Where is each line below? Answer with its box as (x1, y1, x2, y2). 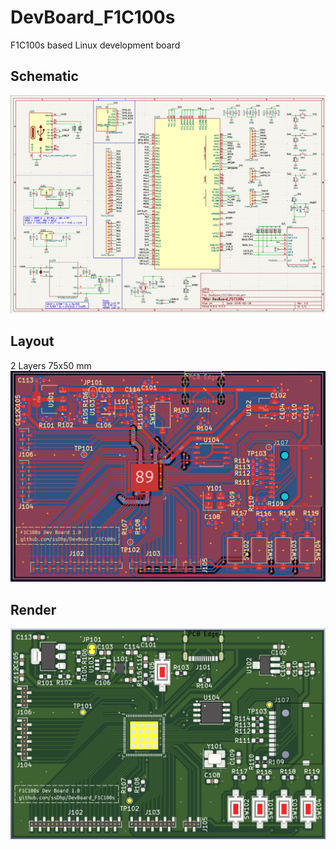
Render (10, 601, 57, 618)
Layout (10, 333, 55, 350)
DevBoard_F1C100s (10, 6, 176, 29)
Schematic (10, 68, 79, 85)
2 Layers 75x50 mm (10, 359, 92, 371)
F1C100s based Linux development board (10, 39, 181, 51)
